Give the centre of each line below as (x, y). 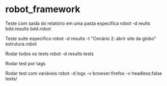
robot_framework (43, 9)
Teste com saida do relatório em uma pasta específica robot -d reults (78, 23)
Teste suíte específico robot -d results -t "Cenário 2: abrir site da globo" (81, 38)
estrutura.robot (21, 44)
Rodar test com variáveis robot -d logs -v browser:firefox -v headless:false (84, 73)
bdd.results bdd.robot (28, 28)
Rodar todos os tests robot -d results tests (50, 54)
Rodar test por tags (25, 63)
